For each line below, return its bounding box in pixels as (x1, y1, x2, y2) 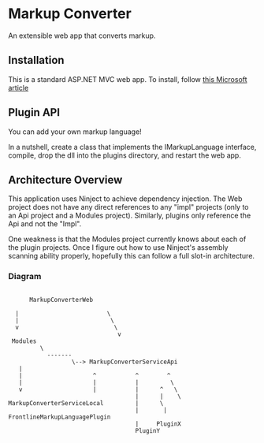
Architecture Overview (8, 173, 123, 186)
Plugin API (8, 106, 61, 119)
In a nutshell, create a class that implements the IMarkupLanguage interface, (8, 142, 257, 151)
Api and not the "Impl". (8, 219, 82, 229)
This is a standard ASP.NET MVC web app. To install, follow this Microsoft (8, 74, 247, 84)
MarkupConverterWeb (28, 296, 93, 303)
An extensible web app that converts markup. (8, 31, 156, 40)
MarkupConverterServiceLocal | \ (8, 399, 164, 407)
